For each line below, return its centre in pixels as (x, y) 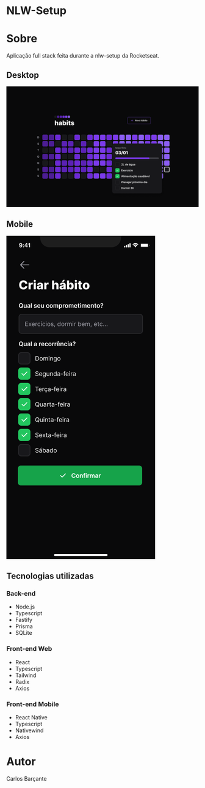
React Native (31, 718)
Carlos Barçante (27, 778)
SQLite (23, 633)
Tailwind (26, 675)
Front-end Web (29, 649)
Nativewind (29, 730)
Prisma (24, 626)
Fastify (23, 620)
